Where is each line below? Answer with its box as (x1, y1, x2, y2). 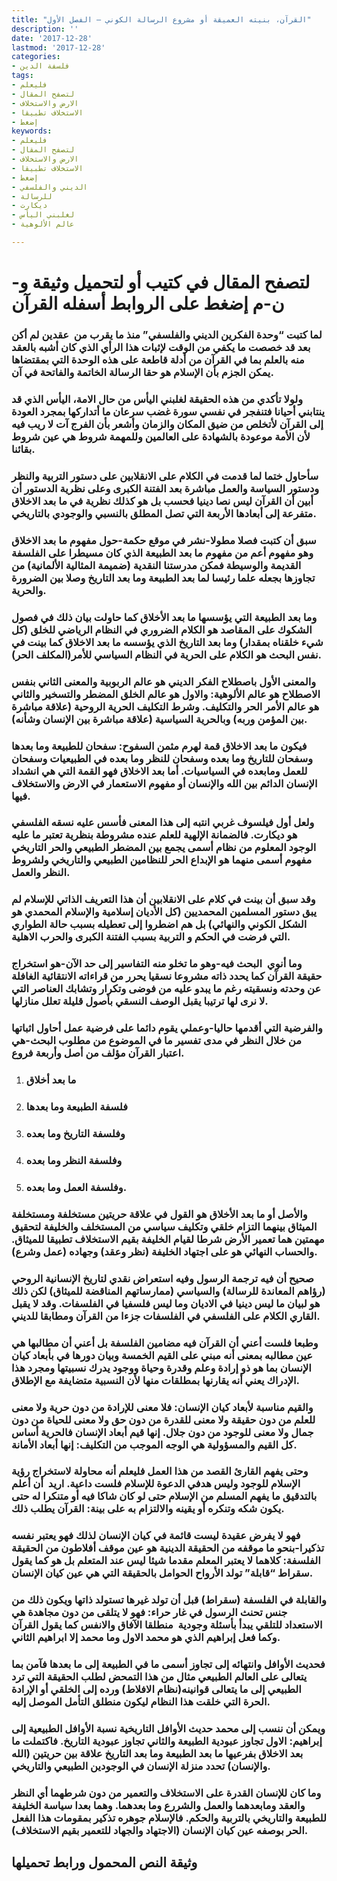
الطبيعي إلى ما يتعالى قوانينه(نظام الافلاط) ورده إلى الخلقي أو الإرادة (11, 1682, 302, 1696)
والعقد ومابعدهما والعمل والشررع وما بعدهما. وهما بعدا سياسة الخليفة (11, 1799, 306, 1813)
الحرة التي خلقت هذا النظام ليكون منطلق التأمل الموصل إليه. (11, 1695, 271, 1709)
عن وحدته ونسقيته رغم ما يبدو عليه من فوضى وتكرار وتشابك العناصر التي (11, 982, 322, 996)
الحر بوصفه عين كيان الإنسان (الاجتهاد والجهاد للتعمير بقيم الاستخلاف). (11, 1824, 309, 1838)
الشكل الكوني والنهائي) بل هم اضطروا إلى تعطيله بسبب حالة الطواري (11, 917, 308, 931)
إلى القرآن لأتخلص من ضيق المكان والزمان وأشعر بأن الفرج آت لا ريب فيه (11, 417, 324, 431)
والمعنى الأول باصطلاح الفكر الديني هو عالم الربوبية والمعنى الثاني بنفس (11, 674, 317, 688)
